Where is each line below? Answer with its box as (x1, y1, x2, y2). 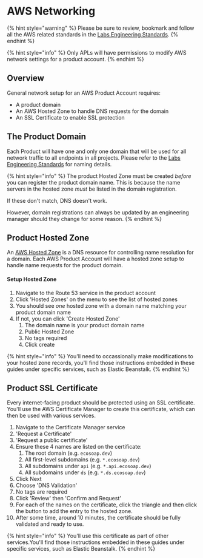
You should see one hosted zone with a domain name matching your (15, 302, 187, 309)
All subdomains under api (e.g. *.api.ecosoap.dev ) (24, 463, 151, 470)
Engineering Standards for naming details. (7, 160, 112, 168)
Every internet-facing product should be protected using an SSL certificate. (7, 399, 195, 406)
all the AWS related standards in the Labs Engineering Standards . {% (7, 30, 179, 38)
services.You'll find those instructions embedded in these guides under (7, 539, 185, 546)
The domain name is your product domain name (24, 321, 145, 328)
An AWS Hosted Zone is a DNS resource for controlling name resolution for (7, 249, 195, 256)
